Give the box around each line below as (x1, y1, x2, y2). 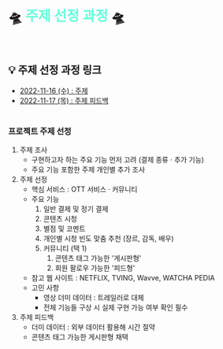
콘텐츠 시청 (43, 214, 77, 224)
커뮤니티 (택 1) (43, 243, 87, 253)
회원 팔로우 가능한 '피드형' (54, 263, 136, 273)
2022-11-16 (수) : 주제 (19, 86, 88, 95)
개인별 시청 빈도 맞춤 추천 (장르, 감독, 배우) (43, 234, 175, 243)
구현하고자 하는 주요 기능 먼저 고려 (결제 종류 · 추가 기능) (31, 155, 205, 165)
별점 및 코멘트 (43, 224, 86, 233)
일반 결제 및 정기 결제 (43, 204, 109, 213)
